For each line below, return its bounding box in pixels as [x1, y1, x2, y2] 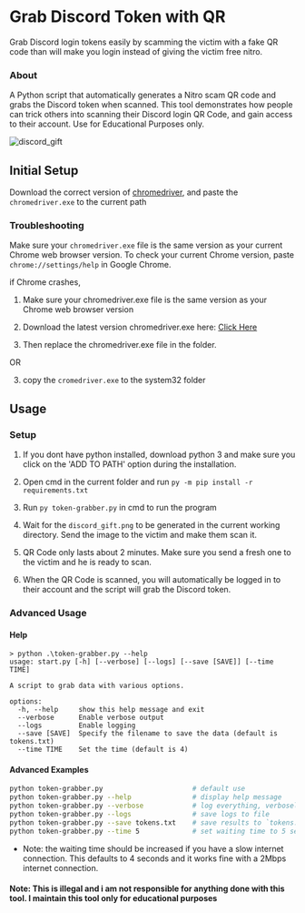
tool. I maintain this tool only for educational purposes [9, 893, 218, 904]
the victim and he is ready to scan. [22, 557, 152, 568]
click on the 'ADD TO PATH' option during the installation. [22, 459, 237, 470]
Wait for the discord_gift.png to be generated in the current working [22, 520, 280, 531]
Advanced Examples [9, 764, 89, 775]
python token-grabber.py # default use [9, 785, 246, 794]
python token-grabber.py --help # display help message [9, 793, 282, 802]
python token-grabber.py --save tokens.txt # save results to [9, 817, 261, 827]
